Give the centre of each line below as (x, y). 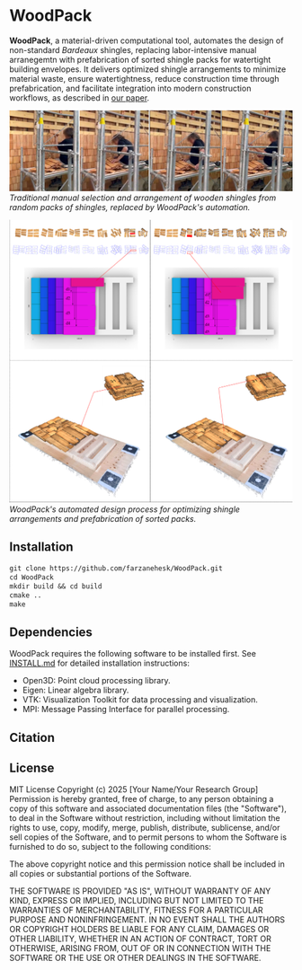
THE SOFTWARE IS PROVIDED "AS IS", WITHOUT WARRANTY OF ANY (140, 891)
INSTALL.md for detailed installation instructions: (100, 663)
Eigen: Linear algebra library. (75, 690)
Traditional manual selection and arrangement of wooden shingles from (143, 198)
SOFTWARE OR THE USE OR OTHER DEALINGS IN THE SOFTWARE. (135, 958)
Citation (32, 737)
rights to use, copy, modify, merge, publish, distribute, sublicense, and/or (145, 828)
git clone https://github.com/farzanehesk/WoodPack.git (116, 569)
